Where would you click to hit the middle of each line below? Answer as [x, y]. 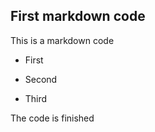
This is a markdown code [62, 40]
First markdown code [78, 16]
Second [41, 79]
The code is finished [52, 118]
